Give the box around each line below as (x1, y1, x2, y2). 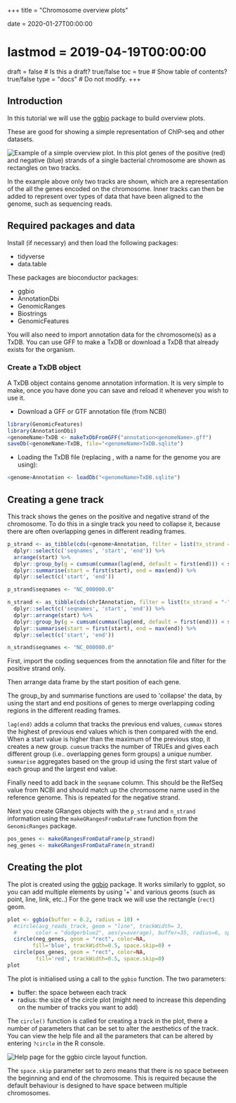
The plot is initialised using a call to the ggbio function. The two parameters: (7, 974, 227, 983)
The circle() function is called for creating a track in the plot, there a (7, 1017, 209, 1025)
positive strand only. (7, 664, 66, 673)
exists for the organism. (7, 345, 76, 353)
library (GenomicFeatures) (7, 421, 83, 428)
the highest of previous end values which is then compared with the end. (7, 727, 218, 736)
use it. (7, 393, 25, 402)
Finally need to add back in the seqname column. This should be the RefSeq (7, 778, 223, 787)
